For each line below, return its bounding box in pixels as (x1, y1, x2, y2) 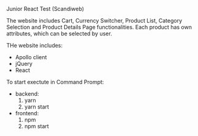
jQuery (15, 60, 32, 67)
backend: (15, 90, 39, 97)
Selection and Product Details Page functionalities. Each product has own (6, 24, 192, 30)
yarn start (24, 103, 49, 110)
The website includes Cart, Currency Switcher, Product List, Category (6, 17, 183, 24)
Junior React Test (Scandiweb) (6, 5, 85, 12)
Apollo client (15, 54, 47, 60)
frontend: (15, 110, 39, 116)
